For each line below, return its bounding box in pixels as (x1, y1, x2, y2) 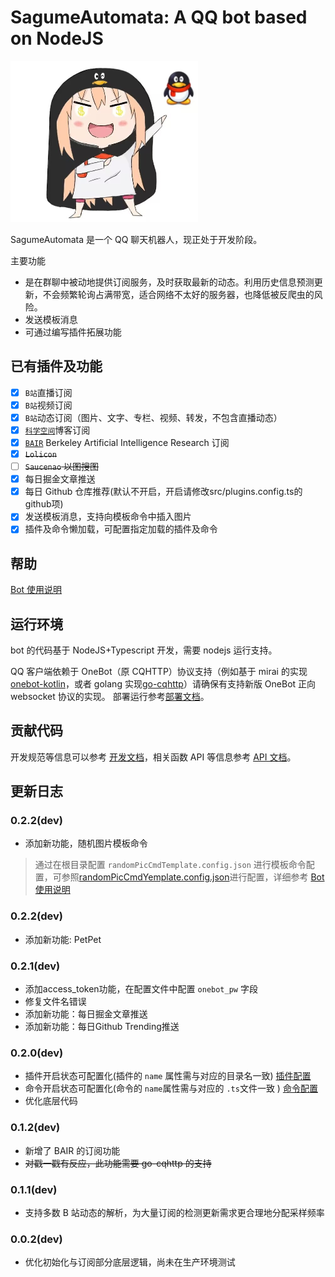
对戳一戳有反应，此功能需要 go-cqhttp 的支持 (24, 1157, 212, 1169)
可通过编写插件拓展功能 (24, 326, 122, 338)
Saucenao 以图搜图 (24, 461, 99, 473)
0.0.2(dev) (10, 1232, 63, 1246)
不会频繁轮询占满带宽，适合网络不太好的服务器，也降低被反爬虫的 (42, 288, 315, 300)
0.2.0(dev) (10, 1046, 64, 1060)
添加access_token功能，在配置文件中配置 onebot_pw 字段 (24, 983, 258, 995)
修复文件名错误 (24, 996, 87, 1008)
